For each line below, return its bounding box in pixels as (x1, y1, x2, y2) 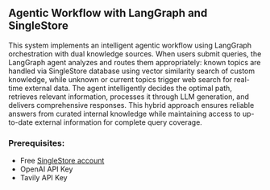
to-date (8, 117, 34, 127)
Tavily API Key (19, 173, 68, 183)
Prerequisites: (8, 137, 65, 148)
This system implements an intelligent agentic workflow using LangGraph (8, 40, 252, 50)
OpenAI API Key (19, 164, 73, 174)
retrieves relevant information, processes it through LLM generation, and (8, 92, 250, 101)
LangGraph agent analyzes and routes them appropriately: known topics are (8, 57, 261, 67)
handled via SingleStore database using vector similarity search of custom (8, 66, 255, 76)
